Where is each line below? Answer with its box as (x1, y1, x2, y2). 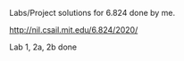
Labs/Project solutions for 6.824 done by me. (9, 8, 176, 18)
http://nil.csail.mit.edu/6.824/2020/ (9, 25, 138, 34)
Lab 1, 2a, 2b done (9, 42, 78, 52)
